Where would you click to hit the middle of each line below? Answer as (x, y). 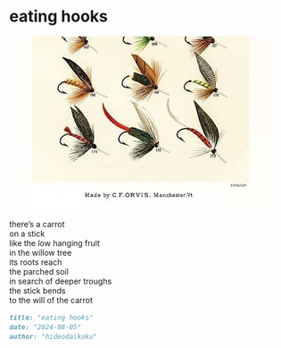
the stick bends (37, 290)
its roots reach (36, 262)
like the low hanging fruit (55, 242)
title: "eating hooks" (51, 318)
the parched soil (39, 271)
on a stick (27, 233)
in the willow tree (41, 252)
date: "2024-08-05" (45, 327)
